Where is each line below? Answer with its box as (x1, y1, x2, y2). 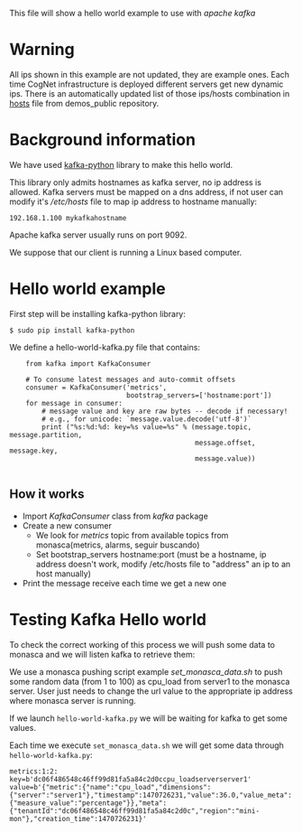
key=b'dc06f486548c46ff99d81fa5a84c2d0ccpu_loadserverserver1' (9, 774, 252, 784)
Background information (9, 130, 197, 150)
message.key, (9, 446, 59, 455)
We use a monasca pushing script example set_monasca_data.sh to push (9, 666, 283, 677)
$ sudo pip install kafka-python (9, 325, 135, 335)
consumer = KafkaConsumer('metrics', (25, 383, 168, 392)
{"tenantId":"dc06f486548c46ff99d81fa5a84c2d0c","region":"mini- (9, 806, 260, 816)
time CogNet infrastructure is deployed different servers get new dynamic (9, 79, 284, 89)
